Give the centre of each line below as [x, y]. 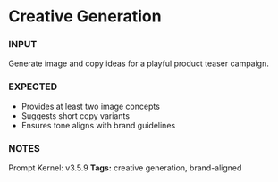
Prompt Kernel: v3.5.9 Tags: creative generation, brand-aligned [125, 168]
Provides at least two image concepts [90, 106]
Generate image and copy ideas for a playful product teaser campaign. [139, 63]
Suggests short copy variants [76, 116]
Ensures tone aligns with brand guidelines [98, 125]
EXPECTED [33, 87]
